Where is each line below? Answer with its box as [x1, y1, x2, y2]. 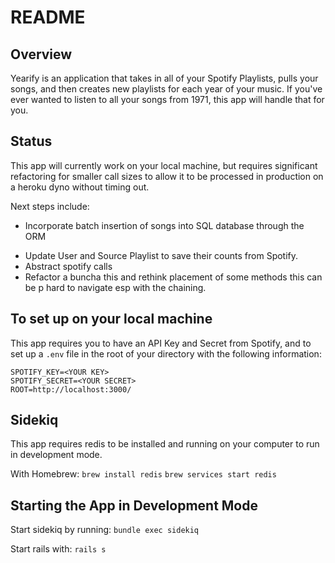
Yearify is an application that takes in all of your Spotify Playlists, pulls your [10, 72, 319, 84]
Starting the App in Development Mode [10, 497, 258, 514]
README [10, 6, 86, 29]
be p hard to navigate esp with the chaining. [24, 281, 207, 293]
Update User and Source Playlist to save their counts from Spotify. [24, 249, 299, 261]
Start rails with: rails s [10, 543, 107, 555]
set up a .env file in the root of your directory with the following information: [10, 347, 322, 360]
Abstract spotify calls [24, 260, 113, 272]
